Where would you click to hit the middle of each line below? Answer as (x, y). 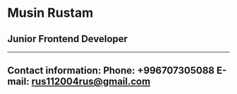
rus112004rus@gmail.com (91, 82)
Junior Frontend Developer (68, 39)
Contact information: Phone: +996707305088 (111, 70)
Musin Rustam (50, 13)
